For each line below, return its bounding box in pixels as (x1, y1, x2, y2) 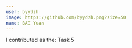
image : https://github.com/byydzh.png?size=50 (5, 14, 127, 20)
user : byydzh (5, 8, 39, 15)
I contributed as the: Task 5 (5, 37, 75, 44)
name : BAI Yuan (5, 20, 45, 26)
